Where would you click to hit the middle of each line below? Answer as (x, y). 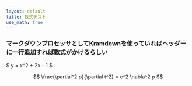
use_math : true (25, 22)
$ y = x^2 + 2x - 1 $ (29, 65)
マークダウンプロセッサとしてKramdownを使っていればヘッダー (96, 44)
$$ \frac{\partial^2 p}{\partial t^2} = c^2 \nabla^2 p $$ (98, 77)
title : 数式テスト (26, 17)
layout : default (26, 11)
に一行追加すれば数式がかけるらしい (57, 52)
